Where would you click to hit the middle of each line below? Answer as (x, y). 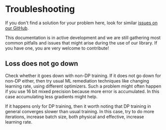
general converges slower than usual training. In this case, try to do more (80, 111)
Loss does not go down (42, 64)
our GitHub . (17, 28)
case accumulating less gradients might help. (51, 96)
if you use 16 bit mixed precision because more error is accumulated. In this (82, 91)
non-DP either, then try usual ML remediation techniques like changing (77, 81)
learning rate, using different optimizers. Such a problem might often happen (83, 86)
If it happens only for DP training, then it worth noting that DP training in (78, 106)
